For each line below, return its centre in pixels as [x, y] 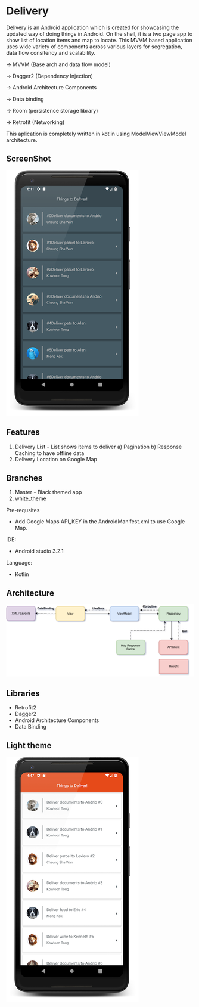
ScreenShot [29, 159]
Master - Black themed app [48, 492]
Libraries [23, 693]
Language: [19, 563]
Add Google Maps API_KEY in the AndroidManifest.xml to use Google [100, 522]
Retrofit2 [26, 708]
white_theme [30, 498]
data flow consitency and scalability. [51, 52]
